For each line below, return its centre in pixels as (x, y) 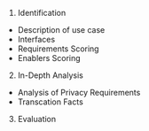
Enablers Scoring (49, 58)
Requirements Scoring (58, 49)
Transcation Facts (51, 102)
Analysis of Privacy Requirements (79, 92)
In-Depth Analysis (51, 75)
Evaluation (37, 119)
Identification (42, 13)
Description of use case (61, 30)
